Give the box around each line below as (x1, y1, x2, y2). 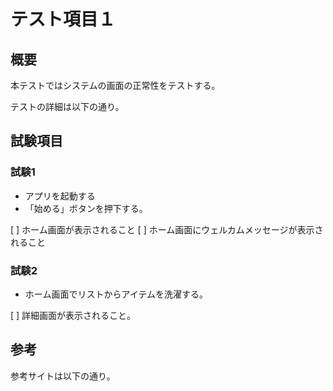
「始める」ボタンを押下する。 (24, 202, 148, 214)
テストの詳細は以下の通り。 (10, 101, 125, 112)
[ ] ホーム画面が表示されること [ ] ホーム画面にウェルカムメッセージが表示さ (10, 223, 324, 235)
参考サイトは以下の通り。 (10, 370, 116, 382)
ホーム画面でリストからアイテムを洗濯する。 (24, 288, 208, 300)
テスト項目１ (10, 8, 117, 31)
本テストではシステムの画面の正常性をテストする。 (10, 80, 221, 91)
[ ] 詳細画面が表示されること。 (10, 309, 137, 321)
